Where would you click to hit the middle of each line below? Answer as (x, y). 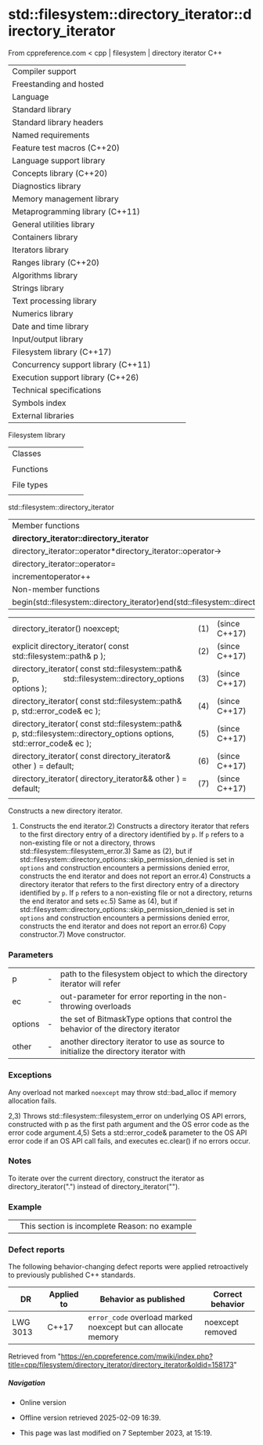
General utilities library (54, 224)
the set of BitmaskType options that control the (146, 1020)
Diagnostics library (47, 186)
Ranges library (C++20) (56, 262)
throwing (76, 1006)
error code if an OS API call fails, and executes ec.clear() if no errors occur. (129, 1140)
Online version (43, 1403)
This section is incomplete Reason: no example (106, 1226)
